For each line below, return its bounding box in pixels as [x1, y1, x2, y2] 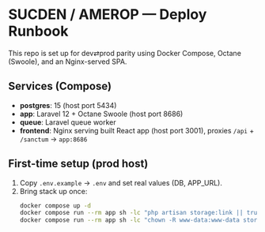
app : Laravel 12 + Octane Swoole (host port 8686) [19, 109, 184, 118]
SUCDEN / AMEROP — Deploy [8, 6, 207, 24]
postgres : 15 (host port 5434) [19, 100, 117, 110]
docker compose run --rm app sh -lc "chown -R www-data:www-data [19, 216, 240, 224]
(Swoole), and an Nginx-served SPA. [8, 57, 127, 66]
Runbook [8, 22, 69, 40]
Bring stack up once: [19, 186, 88, 196]
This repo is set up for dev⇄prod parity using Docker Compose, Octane [8, 48, 241, 58]
